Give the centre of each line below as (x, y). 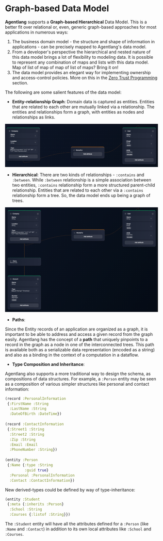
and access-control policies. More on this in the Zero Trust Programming (85, 78)
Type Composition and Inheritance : (48, 364)
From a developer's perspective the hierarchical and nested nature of (81, 52)
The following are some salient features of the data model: (63, 92)
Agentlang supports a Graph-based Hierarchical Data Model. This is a (76, 22)
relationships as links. (34, 117)
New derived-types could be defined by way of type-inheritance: (70, 490)
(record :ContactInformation (34, 424)
